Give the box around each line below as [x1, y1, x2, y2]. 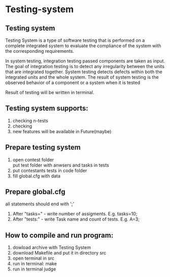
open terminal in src [12, 255, 55, 261]
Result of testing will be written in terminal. [5, 89, 94, 95]
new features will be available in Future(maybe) [12, 128, 112, 134]
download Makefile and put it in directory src [12, 250, 107, 256]
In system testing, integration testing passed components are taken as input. [5, 58, 165, 64]
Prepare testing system [5, 143, 81, 152]
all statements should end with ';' [5, 201, 75, 207]
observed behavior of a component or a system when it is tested [5, 80, 141, 85]
